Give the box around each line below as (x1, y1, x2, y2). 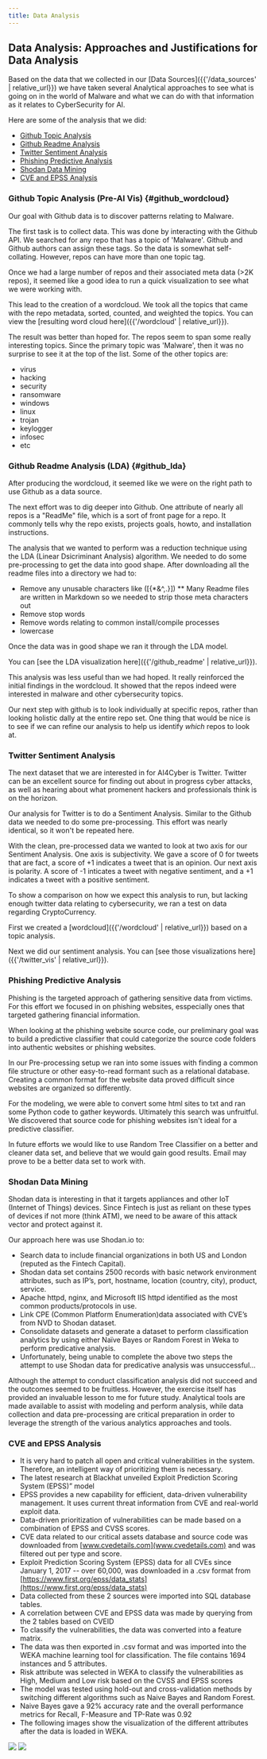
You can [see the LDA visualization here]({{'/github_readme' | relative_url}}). (8, 657, 257, 667)
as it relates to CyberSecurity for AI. (8, 100, 126, 110)
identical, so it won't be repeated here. (8, 825, 135, 836)
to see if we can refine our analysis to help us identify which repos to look (8, 722, 250, 731)
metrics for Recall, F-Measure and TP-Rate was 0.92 (19, 1710, 192, 1719)
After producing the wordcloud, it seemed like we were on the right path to (8, 478, 253, 488)
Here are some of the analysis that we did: (8, 115, 147, 125)
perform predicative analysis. (19, 1343, 116, 1353)
